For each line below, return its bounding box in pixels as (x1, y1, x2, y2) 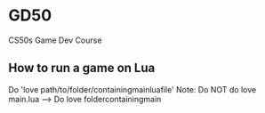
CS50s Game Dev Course (8, 35, 102, 45)
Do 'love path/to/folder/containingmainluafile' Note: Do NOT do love (8, 84, 257, 94)
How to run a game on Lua (8, 61, 156, 76)
